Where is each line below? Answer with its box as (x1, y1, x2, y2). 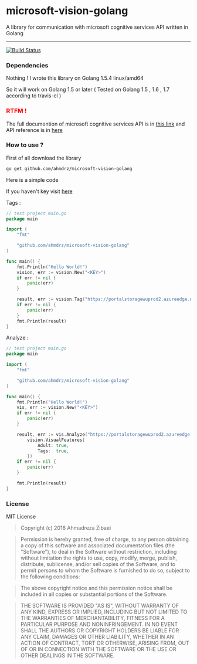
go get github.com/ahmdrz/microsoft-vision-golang (6, 165, 133, 171)
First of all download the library (6, 154, 81, 161)
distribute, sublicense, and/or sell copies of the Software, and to (20, 561, 176, 567)
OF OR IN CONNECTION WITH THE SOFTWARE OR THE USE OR (20, 646, 176, 652)
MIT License (6, 513, 36, 520)
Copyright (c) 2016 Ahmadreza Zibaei (20, 524, 111, 531)
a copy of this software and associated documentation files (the (20, 542, 175, 549)
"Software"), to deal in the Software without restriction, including (20, 548, 177, 555)
